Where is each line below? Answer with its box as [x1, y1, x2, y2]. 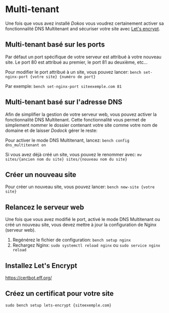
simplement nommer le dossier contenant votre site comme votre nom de [5, 122, 158, 128]
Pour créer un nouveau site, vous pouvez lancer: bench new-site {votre [5, 184, 155, 190]
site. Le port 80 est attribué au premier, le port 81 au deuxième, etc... [5, 59, 148, 65]
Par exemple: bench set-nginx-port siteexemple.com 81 [5, 83, 122, 89]
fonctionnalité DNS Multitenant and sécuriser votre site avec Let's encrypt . [5, 25, 160, 31]
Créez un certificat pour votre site [5, 289, 114, 298]
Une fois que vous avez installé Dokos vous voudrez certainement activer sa [5, 20, 164, 26]
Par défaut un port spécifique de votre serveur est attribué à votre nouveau [5, 54, 161, 60]
